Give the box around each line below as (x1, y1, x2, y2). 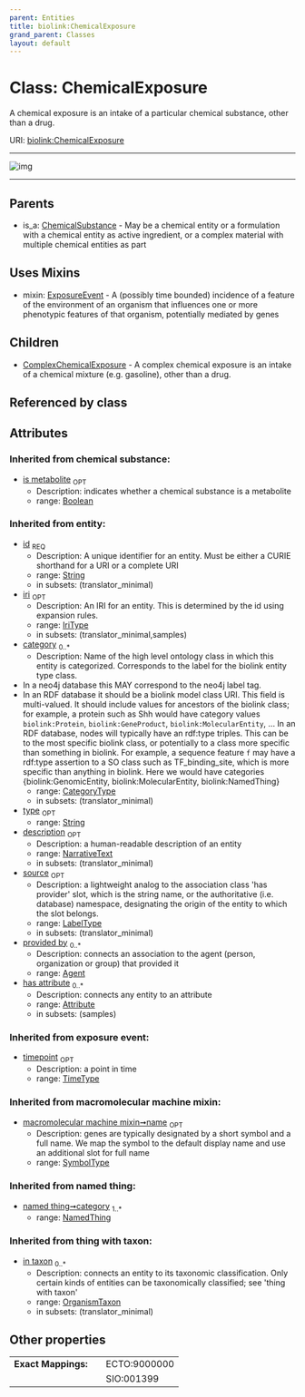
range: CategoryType (35, 786, 116, 796)
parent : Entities (9, 13, 75, 23)
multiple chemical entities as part (22, 239, 147, 249)
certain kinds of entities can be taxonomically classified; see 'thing (35, 1276, 286, 1288)
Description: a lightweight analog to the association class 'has (35, 879, 268, 890)
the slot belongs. (35, 908, 100, 919)
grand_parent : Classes (9, 30, 95, 39)
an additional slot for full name (35, 1148, 150, 1158)
